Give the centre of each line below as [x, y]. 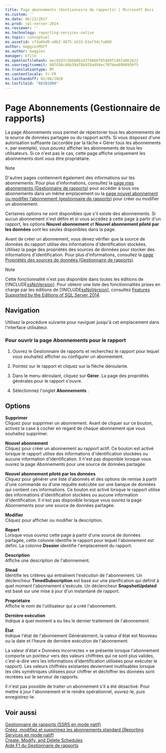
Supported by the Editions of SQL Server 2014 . [53, 295]
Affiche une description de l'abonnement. [48, 560]
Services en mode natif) [30, 735]
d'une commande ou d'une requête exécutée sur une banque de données [81, 484]
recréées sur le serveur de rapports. [42, 677]
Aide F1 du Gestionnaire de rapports [42, 746]
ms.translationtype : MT [30, 70]
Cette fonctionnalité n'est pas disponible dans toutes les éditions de [74, 279]
